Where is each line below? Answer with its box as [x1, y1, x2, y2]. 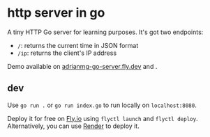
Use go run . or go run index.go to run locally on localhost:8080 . [7, 101, 197, 109]
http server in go [7, 5, 105, 21]
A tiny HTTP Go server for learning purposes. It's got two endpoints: [7, 28, 204, 36]
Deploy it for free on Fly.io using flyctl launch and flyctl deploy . [7, 114, 198, 122]
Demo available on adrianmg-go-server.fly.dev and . [7, 62, 158, 70]
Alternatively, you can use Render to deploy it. [7, 122, 140, 130]
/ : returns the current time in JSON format [17, 41, 139, 49]
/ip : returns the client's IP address [17, 49, 117, 57]
